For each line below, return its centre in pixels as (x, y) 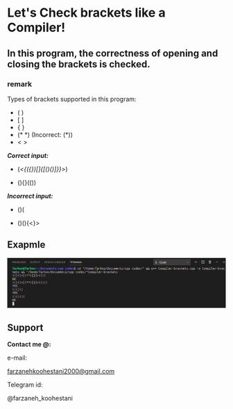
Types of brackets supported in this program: (72, 99)
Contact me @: (29, 344)
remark (20, 83)
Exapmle (26, 245)
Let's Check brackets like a (86, 13)
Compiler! (36, 27)
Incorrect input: (30, 195)
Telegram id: (25, 385)
